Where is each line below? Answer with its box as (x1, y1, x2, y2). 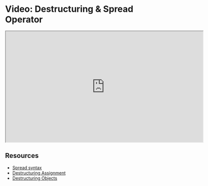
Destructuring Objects (12, 175, 58, 181)
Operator (5, 14, 43, 25)
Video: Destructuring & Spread (5, 3, 134, 15)
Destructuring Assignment (12, 170, 66, 176)
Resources (5, 151, 39, 160)
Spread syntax (12, 164, 42, 171)
